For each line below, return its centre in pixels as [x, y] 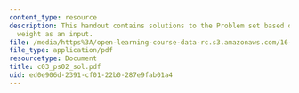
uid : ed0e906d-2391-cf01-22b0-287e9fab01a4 [91, 75]
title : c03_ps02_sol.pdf [55, 67]
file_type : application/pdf [61, 50]
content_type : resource [53, 17]
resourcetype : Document [53, 58]
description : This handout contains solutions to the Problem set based [147, 26]
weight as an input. [55, 34]
